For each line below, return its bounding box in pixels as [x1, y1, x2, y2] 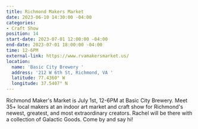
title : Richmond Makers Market [6, 8, 84, 15]
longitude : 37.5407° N [11, 81, 68, 87]
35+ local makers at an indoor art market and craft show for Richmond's [6, 103, 184, 110]
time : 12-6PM [6, 48, 39, 54]
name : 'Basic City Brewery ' [11, 64, 84, 70]
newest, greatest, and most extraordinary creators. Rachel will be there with [6, 109, 193, 117]
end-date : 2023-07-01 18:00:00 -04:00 [6, 42, 103, 48]
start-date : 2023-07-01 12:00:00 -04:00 [6, 36, 109, 42]
